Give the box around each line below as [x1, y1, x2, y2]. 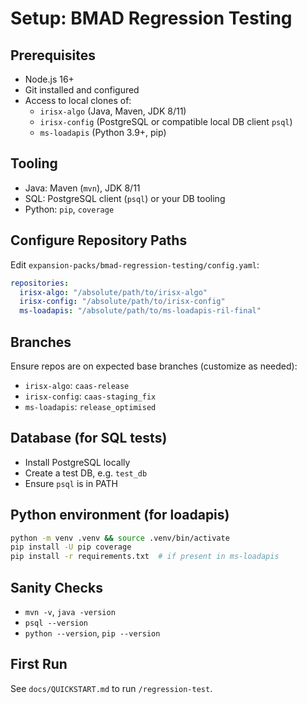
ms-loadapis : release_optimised [24, 400, 157, 412]
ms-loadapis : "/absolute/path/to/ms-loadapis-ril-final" [19, 306, 262, 316]
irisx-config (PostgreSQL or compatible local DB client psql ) [39, 116, 293, 127]
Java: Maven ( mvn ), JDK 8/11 [24, 182, 141, 194]
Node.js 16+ [24, 73, 75, 85]
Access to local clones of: [24, 95, 132, 106]
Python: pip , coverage [24, 203, 115, 215]
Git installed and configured [24, 84, 140, 96]
